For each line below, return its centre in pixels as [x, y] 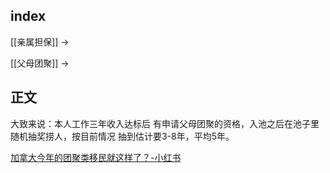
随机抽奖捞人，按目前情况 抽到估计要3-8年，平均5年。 [122, 136]
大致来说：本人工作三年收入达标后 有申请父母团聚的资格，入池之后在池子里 [165, 123]
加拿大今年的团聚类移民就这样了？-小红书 [96, 157]
